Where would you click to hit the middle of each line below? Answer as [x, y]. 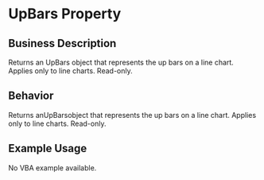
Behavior [31, 96]
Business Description [62, 43]
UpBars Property [65, 14]
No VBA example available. [52, 167]
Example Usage [48, 149]
